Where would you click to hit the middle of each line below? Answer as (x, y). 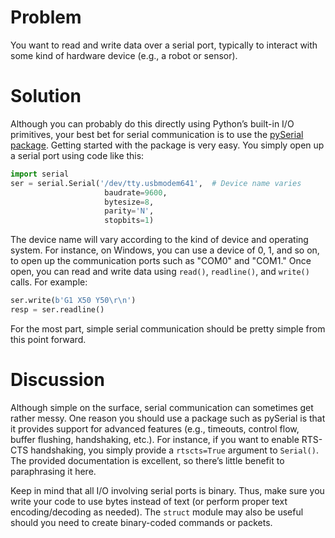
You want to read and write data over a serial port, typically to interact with (164, 45)
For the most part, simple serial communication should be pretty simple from (168, 328)
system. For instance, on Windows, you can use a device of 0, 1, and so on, (165, 250)
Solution (46, 96)
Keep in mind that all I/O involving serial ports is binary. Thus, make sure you (167, 490)
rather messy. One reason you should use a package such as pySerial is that (168, 418)
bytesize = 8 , (129, 202)
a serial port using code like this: (77, 155)
